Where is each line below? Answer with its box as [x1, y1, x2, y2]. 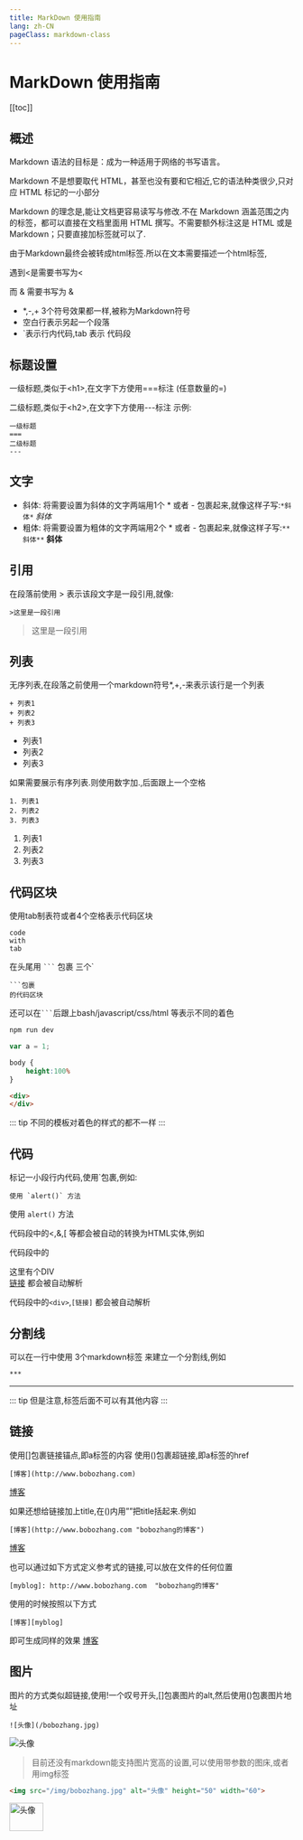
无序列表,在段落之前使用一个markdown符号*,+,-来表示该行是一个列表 [9, 680, 265, 690]
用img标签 [31, 1768, 70, 1779]
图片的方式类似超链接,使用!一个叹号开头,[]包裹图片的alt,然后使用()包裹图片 [9, 1689, 284, 1700]
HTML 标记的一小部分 [19, 187, 100, 198]
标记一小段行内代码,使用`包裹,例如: [9, 1172, 138, 1183]
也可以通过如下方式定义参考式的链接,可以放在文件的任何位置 [9, 1561, 234, 1572]
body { [9, 1058, 34, 1067]
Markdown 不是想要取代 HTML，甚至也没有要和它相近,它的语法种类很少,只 [9, 175, 286, 186]
